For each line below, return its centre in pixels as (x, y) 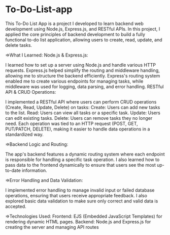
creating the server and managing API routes (52, 227)
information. (35, 170)
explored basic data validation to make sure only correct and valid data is (82, 201)
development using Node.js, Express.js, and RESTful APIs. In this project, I (83, 29)
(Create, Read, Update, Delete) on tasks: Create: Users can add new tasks (83, 107)
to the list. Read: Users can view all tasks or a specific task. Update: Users (83, 113)
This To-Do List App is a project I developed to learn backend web (74, 23)
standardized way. (25, 134)
